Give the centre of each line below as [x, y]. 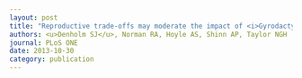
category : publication [52, 59]
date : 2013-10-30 [42, 51]
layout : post [34, 17]
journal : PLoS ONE [44, 43]
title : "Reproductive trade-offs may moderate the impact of [126, 26]
